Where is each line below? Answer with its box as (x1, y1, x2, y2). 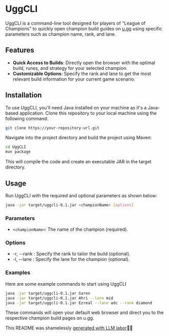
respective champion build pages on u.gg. (5, 315, 94, 321)
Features (5, 46, 34, 54)
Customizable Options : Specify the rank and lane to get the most (12, 70, 151, 77)
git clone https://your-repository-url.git (5, 125, 100, 130)
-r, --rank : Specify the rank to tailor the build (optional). (12, 251, 131, 257)
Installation (5, 91, 42, 100)
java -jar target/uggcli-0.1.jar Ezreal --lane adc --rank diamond (5, 300, 153, 306)
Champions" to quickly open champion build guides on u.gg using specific (5, 25, 162, 31)
